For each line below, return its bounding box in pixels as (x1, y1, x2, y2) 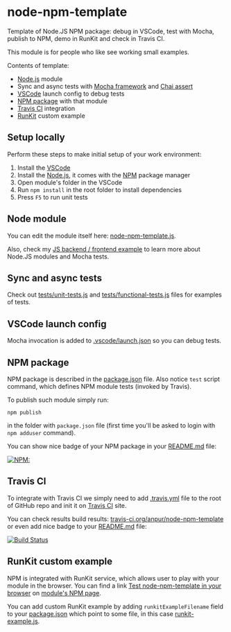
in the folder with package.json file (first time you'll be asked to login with (7, 421, 216, 430)
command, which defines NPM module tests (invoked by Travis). (7, 383, 192, 390)
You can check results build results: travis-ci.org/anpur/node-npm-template (7, 514, 224, 523)
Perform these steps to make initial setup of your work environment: (7, 150, 202, 158)
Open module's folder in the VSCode (17, 178, 123, 186)
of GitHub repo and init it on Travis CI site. (7, 501, 127, 509)
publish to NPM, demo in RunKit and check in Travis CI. (7, 34, 165, 42)
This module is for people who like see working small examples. (7, 48, 189, 56)
